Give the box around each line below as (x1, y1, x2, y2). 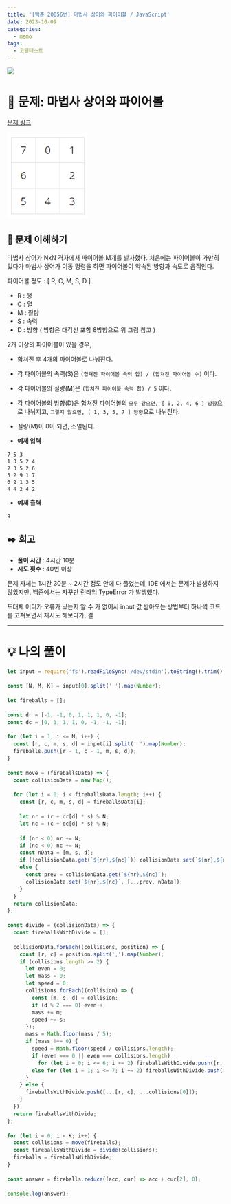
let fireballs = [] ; (7, 697, 67, 704)
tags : (7, 40, 23, 47)
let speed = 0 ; (25, 980, 69, 987)
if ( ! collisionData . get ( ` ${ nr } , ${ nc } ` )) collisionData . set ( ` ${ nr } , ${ (19, 857, 223, 864)
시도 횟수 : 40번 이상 (16, 565, 73, 573)
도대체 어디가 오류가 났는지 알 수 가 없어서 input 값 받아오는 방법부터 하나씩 (7, 602, 208, 611)
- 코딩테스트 (13, 47, 43, 54)
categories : (7, 25, 41, 32)
